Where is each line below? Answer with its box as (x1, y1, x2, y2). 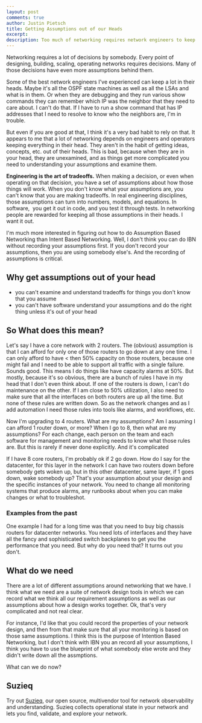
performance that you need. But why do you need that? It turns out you (6, 541, 183, 549)
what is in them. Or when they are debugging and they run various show (6, 91, 186, 98)
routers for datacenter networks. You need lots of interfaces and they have (6, 529, 192, 536)
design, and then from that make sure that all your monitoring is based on (6, 626, 189, 633)
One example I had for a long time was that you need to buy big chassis (6, 522, 184, 530)
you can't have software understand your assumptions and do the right (14, 301, 192, 309)
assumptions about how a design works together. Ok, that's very (6, 601, 167, 609)
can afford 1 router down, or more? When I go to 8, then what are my (6, 424, 176, 431)
